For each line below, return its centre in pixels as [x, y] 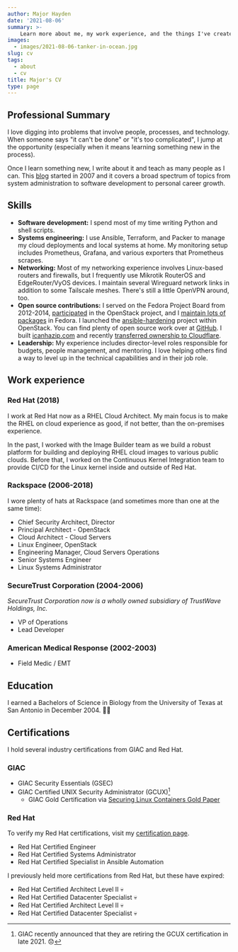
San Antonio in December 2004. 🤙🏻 [59, 710]
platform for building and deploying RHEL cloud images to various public [113, 452]
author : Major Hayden [39, 14]
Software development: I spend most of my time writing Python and [118, 222]
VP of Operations [43, 622]
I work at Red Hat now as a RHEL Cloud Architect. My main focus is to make [118, 415]
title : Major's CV [34, 80]
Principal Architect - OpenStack [64, 529]
